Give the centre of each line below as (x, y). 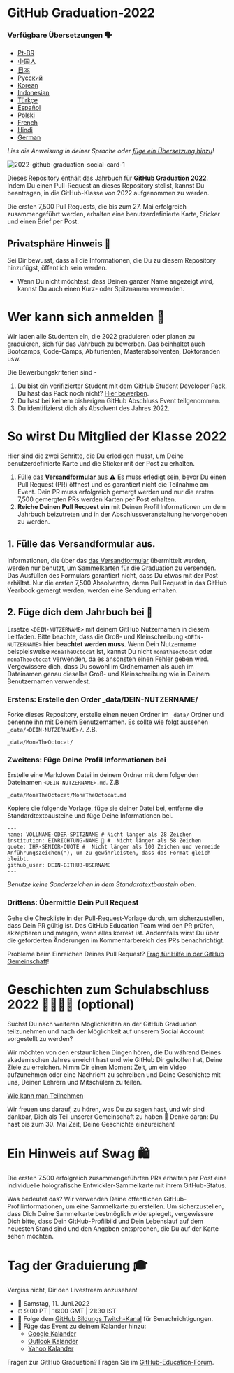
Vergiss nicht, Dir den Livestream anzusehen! (72, 1290)
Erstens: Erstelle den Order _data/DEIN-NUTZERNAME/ (103, 699)
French (28, 123)
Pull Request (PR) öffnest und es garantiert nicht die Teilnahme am (113, 485)
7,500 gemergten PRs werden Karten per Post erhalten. (97, 499)
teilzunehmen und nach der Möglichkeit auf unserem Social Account (106, 1031)
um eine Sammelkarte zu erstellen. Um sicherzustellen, (145, 1206)
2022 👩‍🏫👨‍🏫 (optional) (71, 1004)
